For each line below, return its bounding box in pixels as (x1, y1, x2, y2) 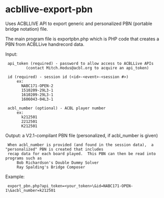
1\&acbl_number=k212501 (5, 188, 56, 193)
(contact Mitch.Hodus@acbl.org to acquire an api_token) (25, 65, 149, 70)
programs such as (5, 156, 42, 161)
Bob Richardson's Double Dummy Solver (16, 160, 99, 165)
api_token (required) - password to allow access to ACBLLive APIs (7, 61, 154, 66)
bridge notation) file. (5, 26, 48, 32)
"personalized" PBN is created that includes (5, 146, 103, 152)
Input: (5, 51, 18, 57)
